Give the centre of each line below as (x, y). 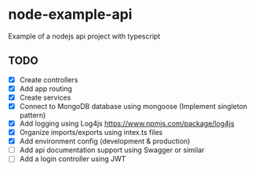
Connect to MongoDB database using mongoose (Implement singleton (133, 106)
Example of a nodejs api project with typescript (84, 36)
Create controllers (49, 79)
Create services (45, 97)
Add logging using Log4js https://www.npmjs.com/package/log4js (127, 124)
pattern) (33, 115)
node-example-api (70, 15)
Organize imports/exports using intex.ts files (91, 133)
